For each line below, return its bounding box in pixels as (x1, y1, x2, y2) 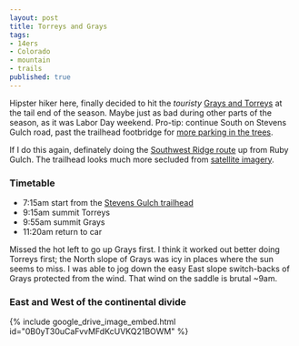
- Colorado (9, 47, 51, 56)
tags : (9, 30, 30, 39)
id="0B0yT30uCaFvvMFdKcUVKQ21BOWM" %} (9, 326, 189, 337)
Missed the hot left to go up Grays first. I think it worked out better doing (9, 244, 280, 255)
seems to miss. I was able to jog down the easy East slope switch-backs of (9, 263, 291, 274)
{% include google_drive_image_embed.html (9, 316, 176, 328)
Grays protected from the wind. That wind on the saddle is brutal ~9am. (9, 273, 278, 284)
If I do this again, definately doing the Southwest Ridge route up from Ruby (9, 144, 289, 155)
